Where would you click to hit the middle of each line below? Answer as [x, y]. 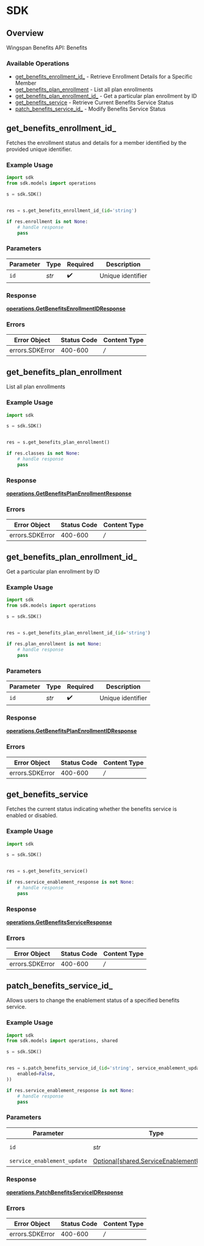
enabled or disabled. [32, 816]
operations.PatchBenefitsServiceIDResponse [65, 1192]
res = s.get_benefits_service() [47, 871]
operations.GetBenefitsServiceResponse [59, 922]
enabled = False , [36, 1074]
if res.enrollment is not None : [47, 222]
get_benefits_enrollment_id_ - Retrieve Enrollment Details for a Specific [104, 77]
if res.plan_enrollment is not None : [54, 644]
